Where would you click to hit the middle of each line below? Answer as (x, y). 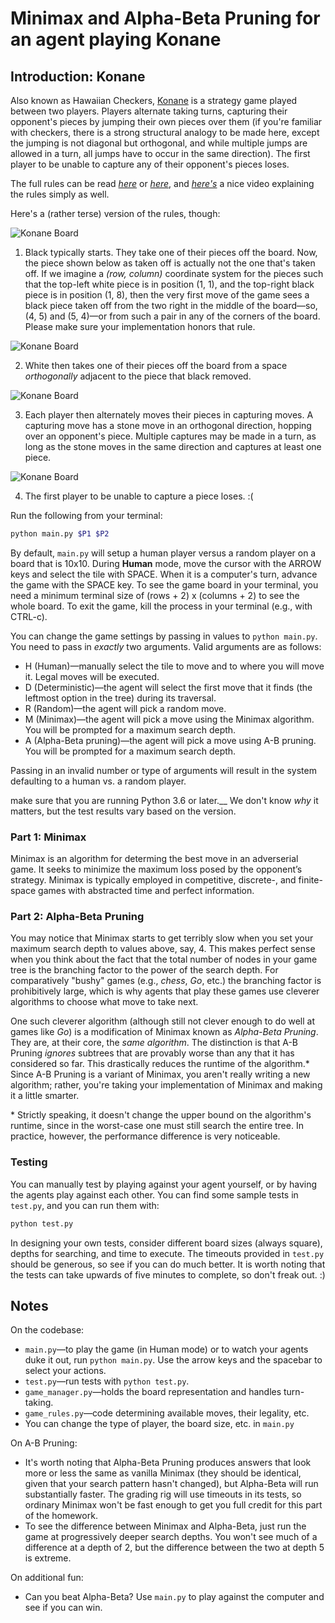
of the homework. (61, 1516)
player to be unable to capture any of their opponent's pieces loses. (150, 164)
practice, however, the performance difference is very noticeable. (145, 1136)
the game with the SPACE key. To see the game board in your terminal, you (164, 584)
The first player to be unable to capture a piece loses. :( (139, 496)
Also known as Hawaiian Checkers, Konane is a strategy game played (154, 100)
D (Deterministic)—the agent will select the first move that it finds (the (168, 687)
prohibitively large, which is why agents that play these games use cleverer (165, 991)
